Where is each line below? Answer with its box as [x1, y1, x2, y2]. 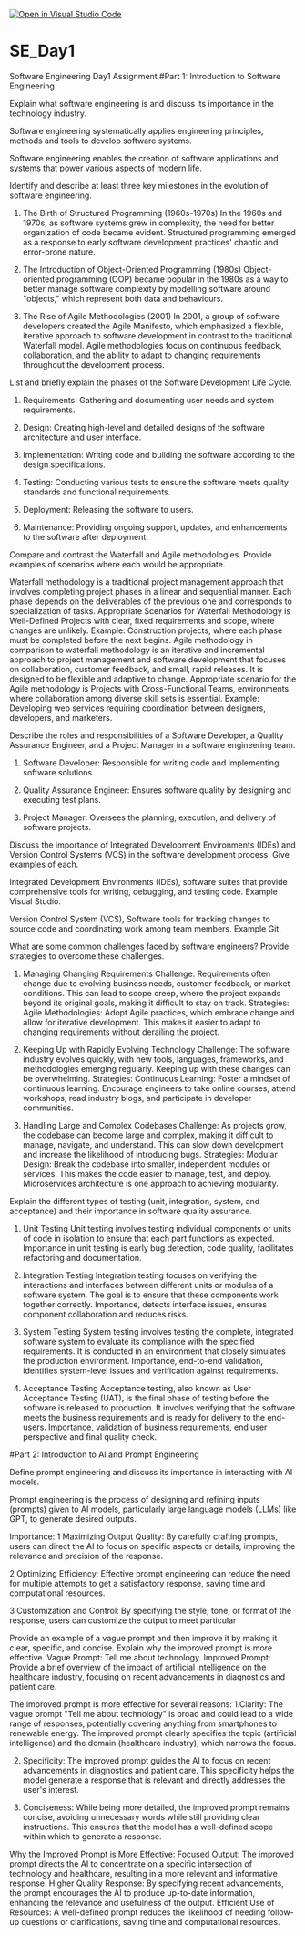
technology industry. [9, 108, 86, 119]
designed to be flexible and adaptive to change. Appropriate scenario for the [9, 673, 297, 684]
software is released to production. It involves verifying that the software [22, 1401, 296, 1413]
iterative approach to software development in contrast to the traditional [22, 329, 293, 341]
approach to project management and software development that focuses [9, 653, 287, 665]
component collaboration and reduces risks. [22, 1308, 188, 1319]
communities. [22, 1102, 75, 1113]
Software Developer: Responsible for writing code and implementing [22, 757, 280, 768]
